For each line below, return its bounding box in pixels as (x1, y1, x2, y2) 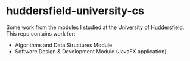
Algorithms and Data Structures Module (14, 41, 113, 49)
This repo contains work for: (6, 30, 76, 37)
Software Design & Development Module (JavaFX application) (14, 47, 167, 54)
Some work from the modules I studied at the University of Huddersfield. (6, 24, 185, 31)
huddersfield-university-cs (6, 4, 144, 18)
